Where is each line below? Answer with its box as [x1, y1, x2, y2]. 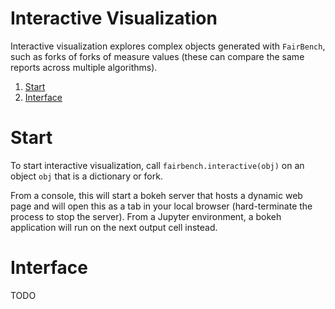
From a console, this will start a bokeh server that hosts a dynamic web [10, 189, 303, 201]
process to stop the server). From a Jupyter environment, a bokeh [10, 210, 282, 222]
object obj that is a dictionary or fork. [10, 170, 163, 182]
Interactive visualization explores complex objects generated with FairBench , [10, 40, 326, 52]
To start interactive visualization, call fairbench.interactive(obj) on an [10, 159, 305, 171]
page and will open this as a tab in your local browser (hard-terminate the [10, 200, 313, 212]
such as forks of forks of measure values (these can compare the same [10, 50, 305, 62]
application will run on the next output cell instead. [10, 221, 218, 233]
